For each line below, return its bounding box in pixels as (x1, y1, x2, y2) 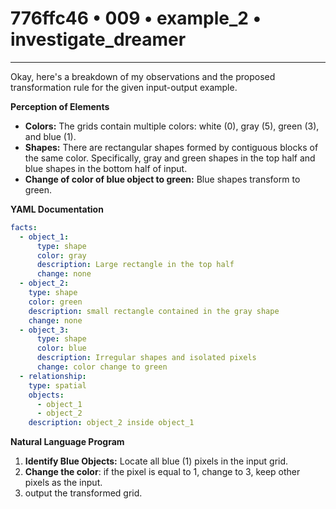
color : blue (36, 343, 87, 354)
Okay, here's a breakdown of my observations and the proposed (10, 70, 276, 82)
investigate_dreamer (10, 28, 187, 51)
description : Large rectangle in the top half (36, 260, 235, 270)
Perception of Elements (10, 100, 110, 112)
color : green (28, 297, 83, 307)
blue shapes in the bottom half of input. (24, 162, 188, 174)
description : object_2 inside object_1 (28, 418, 195, 428)
